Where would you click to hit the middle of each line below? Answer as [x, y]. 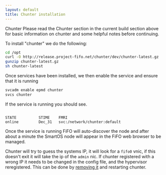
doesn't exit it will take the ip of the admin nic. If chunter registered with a [80, 156]
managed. [15, 141]
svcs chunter [19, 95]
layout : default [22, 10]
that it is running [22, 81]
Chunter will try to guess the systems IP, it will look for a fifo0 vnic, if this [80, 151]
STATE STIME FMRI [37, 117]
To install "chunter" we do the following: [46, 43]
